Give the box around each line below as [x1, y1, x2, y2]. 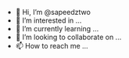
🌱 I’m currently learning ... [15, 24, 99, 33]
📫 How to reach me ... [15, 42, 88, 50]
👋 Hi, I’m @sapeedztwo [15, 8, 91, 16]
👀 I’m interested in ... [15, 16, 82, 25]
